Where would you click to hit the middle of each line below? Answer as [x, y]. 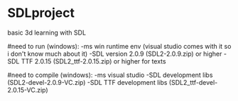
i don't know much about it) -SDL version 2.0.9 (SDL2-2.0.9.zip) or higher [115, 54]
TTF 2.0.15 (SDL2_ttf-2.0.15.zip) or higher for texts [93, 61]
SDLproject [41, 13]
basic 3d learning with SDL [47, 32]
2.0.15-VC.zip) [28, 90]
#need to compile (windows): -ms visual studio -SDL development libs [110, 75]
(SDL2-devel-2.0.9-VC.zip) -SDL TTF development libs [87, 82]
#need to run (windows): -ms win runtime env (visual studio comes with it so [119, 46]
